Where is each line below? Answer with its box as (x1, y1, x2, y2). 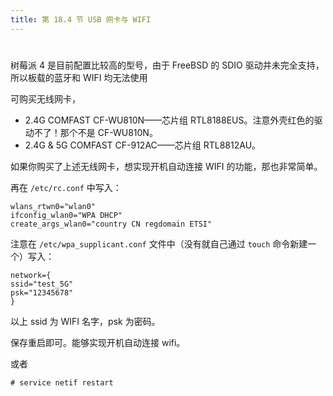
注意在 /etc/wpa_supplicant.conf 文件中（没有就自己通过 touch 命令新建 (10, 237, 308, 250)
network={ (10, 270, 52, 280)
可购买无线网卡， (10, 92, 81, 105)
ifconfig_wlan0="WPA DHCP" (10, 210, 123, 220)
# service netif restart (10, 377, 114, 388)
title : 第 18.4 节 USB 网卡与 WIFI (10, 14, 152, 25)
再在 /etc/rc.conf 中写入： (10, 181, 122, 193)
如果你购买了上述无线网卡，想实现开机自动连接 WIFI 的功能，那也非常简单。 (10, 160, 323, 172)
